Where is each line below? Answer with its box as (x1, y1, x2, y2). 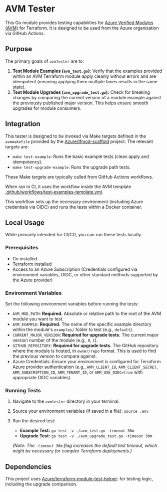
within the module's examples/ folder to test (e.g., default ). (12, 326, 133, 333)
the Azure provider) (12, 277, 53, 283)
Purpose (5, 45, 32, 53)
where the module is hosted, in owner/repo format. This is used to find (12, 348, 156, 354)
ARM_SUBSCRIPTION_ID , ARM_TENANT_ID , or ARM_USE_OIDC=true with (12, 369, 143, 375)
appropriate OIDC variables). (12, 374, 71, 380)
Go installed (12, 255, 37, 261)
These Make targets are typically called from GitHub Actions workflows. (5, 174, 153, 180)
